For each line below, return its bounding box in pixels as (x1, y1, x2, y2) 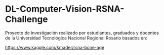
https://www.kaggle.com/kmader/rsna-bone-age (5, 44, 105, 50)
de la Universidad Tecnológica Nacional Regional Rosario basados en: (5, 35, 147, 41)
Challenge (5, 14, 48, 25)
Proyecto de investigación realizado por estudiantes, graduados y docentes (5, 30, 159, 36)
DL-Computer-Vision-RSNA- (5, 3, 124, 15)
